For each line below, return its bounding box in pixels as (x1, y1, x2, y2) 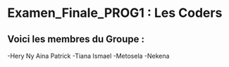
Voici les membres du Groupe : (7, 33, 145, 45)
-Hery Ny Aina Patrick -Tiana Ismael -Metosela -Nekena (7, 51, 170, 60)
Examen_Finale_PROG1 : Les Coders (7, 5, 223, 21)
